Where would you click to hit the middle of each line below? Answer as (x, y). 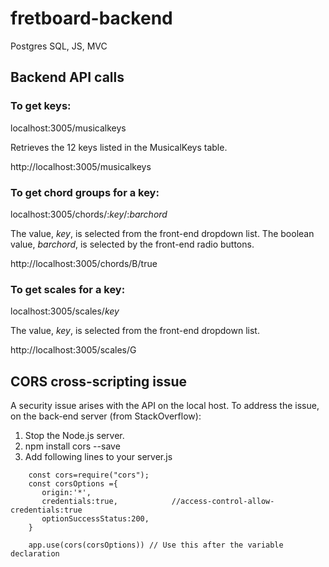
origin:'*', (66, 493)
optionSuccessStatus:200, (95, 519)
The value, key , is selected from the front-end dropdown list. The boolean (162, 233)
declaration (35, 554)
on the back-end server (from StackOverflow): (106, 416)
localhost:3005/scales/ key (65, 311)
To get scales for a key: (68, 289)
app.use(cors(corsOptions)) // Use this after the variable (156, 545)
